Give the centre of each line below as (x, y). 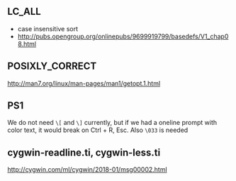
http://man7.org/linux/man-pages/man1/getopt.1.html (84, 83)
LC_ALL (24, 12)
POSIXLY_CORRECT (52, 66)
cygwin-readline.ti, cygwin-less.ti (84, 152)
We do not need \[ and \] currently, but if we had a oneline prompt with (112, 123)
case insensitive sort (48, 28)
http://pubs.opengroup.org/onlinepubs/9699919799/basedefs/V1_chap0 (123, 36)
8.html (27, 44)
